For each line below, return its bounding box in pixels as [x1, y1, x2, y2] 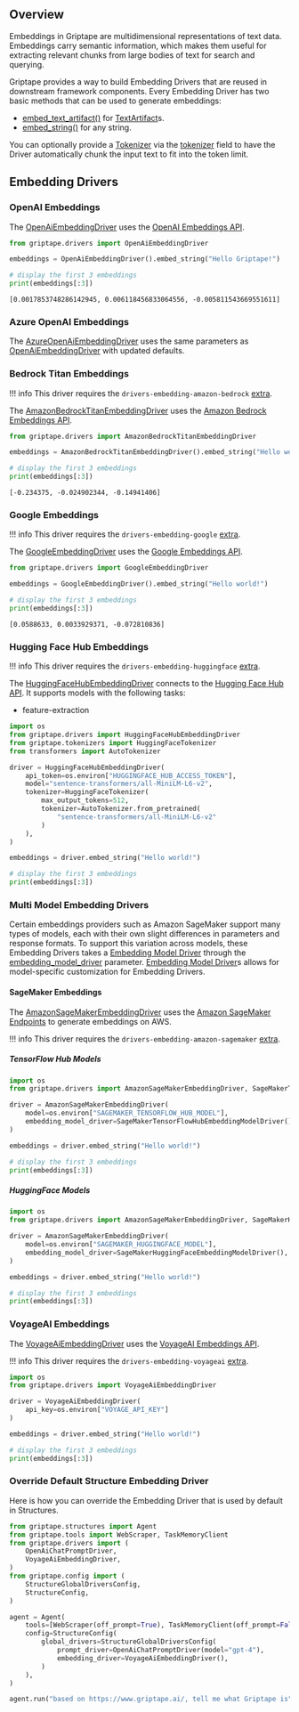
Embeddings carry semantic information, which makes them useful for [9, 40, 267, 51]
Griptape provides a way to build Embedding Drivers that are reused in [9, 76, 268, 87]
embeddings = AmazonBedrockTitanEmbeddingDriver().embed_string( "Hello [9, 448, 280, 457]
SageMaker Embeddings [9, 986, 102, 997]
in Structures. [9, 1505, 60, 1515]
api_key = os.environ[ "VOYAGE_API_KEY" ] [25, 1406, 169, 1415]
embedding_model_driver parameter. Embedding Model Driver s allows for [9, 957, 280, 968]
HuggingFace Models [9, 1185, 91, 1196]
